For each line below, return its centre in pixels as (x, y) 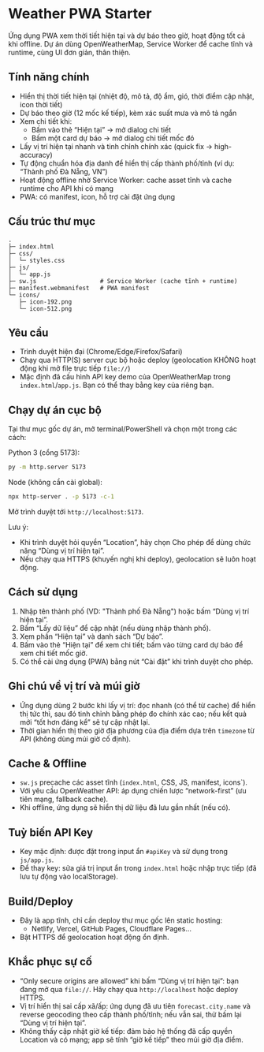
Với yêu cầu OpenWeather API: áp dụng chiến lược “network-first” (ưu (133, 791)
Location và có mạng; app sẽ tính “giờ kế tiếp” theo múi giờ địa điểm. (132, 1039)
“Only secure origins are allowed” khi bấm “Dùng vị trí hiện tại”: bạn (129, 981)
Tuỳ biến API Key (50, 832)
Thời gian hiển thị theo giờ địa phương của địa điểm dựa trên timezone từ (137, 730)
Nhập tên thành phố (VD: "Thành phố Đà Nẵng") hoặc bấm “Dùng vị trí (134, 611)
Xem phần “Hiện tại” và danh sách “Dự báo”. (91, 636)
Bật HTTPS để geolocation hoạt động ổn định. (94, 937)
